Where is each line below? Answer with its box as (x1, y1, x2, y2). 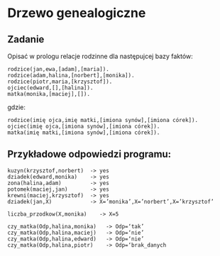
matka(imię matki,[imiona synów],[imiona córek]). (7, 129, 160, 136)
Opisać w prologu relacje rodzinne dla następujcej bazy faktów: (7, 52, 193, 60)
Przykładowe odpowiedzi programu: (7, 148, 172, 160)
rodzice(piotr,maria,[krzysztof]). (7, 78, 113, 85)
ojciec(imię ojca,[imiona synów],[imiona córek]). (7, 123, 160, 130)
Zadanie (7, 33, 45, 45)
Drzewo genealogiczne (7, 5, 146, 21)
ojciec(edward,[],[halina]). (7, 84, 94, 91)
